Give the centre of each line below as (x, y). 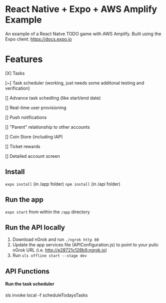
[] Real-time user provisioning (36, 107)
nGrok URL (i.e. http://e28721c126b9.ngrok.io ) (60, 250)
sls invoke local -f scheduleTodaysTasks (46, 295)
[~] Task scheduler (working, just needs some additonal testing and (75, 83)
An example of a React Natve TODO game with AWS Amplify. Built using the (83, 34)
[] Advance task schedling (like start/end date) (53, 98)
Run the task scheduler (30, 284)
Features (24, 59)
